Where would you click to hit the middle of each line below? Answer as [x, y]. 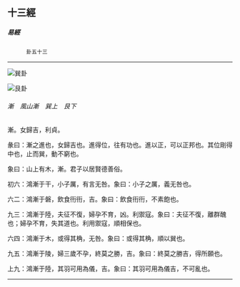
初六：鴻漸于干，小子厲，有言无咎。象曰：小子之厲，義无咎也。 [101, 184]
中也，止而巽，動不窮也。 [45, 153]
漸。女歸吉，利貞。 [36, 130]
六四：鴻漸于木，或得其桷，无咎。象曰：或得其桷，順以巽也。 [98, 238]
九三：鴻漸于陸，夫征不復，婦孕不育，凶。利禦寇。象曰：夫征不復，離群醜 [117, 214]
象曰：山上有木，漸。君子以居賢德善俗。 [67, 169]
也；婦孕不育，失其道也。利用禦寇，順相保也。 [76, 223]
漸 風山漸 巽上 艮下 [42, 106]
